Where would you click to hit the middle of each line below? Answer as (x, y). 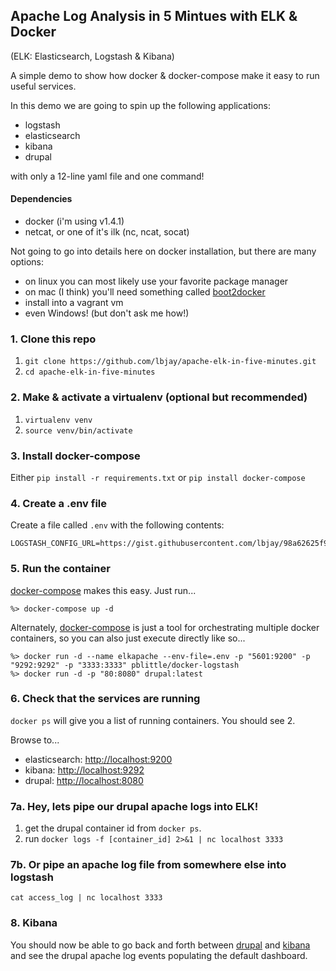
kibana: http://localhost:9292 (84, 770)
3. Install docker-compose (75, 456)
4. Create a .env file (58, 503)
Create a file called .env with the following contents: (117, 525)
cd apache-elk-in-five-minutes (90, 372)
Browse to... (35, 740)
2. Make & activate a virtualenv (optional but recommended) (159, 397)
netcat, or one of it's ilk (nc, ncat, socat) (107, 232)
